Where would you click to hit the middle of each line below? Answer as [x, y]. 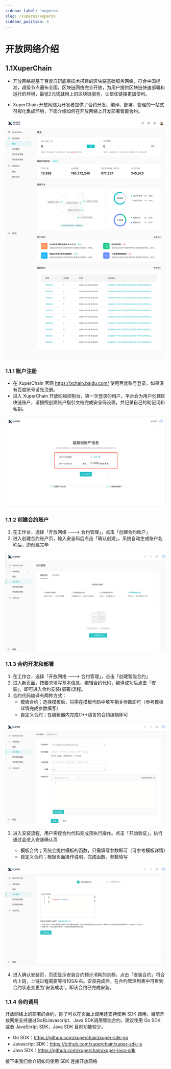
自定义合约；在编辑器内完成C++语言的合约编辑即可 [74, 714]
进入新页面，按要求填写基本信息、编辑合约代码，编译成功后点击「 [82, 683]
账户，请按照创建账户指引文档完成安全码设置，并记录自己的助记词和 [93, 402]
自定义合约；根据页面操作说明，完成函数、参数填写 [74, 856]
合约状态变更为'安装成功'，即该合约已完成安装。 [63, 987]
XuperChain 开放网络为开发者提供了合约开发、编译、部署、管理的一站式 [88, 105]
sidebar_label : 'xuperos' [33, 11]
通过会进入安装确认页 [35, 839]
